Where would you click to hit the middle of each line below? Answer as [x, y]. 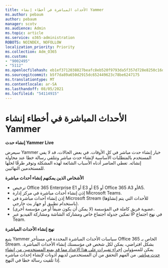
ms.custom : [16, 56]
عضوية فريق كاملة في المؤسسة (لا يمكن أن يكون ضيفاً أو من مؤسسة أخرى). [83, 209]
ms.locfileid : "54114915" [32, 93]
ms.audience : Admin [25, 28]
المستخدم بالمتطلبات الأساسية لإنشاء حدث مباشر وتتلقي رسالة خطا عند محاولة [78, 157]
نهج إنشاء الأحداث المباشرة [30, 229]
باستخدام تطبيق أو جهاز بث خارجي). [45, 203]
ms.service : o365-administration [40, 38]
